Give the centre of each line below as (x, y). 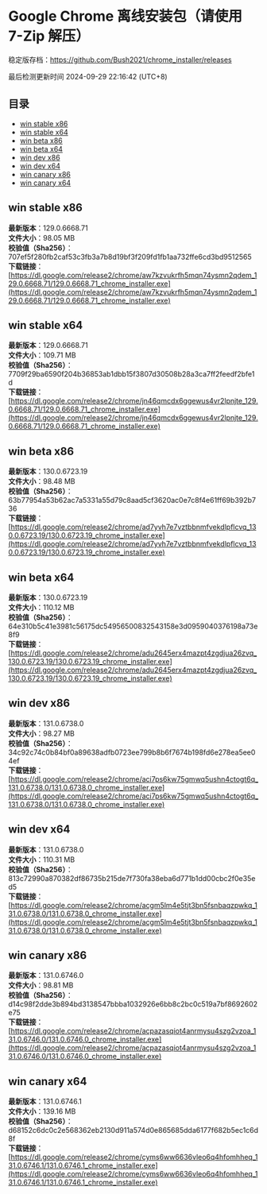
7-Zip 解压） (49, 36)
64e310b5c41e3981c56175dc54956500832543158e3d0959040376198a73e (133, 626)
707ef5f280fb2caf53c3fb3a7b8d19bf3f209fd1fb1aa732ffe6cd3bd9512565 (130, 257)
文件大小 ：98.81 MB (41, 985)
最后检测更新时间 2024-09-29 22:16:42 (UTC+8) (88, 76)
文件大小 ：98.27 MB (42, 733)
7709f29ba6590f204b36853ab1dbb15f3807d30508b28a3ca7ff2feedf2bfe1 (132, 374)
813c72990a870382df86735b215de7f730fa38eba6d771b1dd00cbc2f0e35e (132, 878)
